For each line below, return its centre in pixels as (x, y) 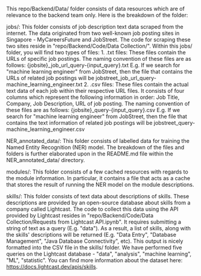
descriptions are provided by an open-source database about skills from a (98, 202)
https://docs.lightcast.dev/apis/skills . (52, 267)
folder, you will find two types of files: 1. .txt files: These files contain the (96, 52)
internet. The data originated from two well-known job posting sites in (93, 33)
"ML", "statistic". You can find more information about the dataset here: (94, 260)
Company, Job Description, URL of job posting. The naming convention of (98, 104)
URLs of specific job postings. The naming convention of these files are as (99, 59)
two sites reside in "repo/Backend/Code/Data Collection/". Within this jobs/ (99, 46)
